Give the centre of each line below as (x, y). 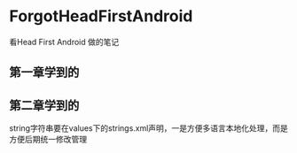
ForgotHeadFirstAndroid (101, 16)
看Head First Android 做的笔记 (64, 42)
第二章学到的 (44, 105)
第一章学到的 (44, 73)
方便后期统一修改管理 (48, 140)
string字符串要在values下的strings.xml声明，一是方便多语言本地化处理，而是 (148, 128)
